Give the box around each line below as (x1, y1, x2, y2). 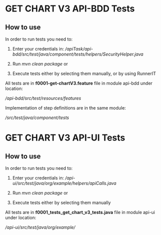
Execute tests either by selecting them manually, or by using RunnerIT (12, 70, 156, 76)
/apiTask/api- (65, 46, 93, 51)
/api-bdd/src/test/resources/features (5, 95, 81, 101)
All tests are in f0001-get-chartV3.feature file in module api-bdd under (5, 80, 153, 86)
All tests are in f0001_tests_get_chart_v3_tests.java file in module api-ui (5, 209, 156, 215)
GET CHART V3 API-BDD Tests (5, 3, 135, 14)
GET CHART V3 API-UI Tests (5, 132, 126, 143)
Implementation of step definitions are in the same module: (5, 105, 126, 110)
